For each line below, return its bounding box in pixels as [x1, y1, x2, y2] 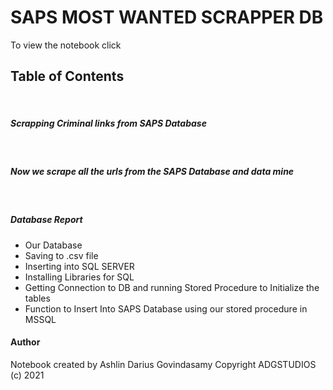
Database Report [10, 214, 83, 226]
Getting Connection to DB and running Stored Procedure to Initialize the [24, 281, 320, 293]
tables [24, 292, 51, 304]
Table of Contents [10, 68, 125, 85]
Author [10, 336, 41, 348]
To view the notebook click [10, 39, 122, 51]
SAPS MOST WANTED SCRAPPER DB [10, 6, 324, 29]
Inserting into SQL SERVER [24, 260, 135, 272]
